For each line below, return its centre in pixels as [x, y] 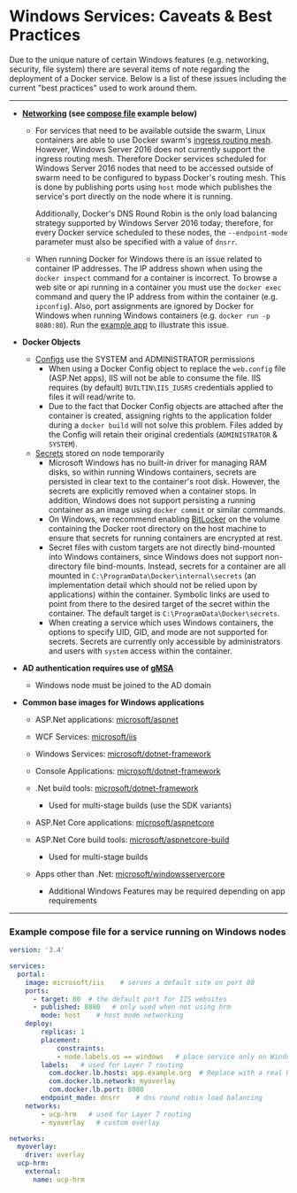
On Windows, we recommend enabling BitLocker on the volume [164, 519]
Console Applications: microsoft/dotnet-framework [128, 771]
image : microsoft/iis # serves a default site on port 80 [140, 982]
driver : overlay [55, 1155]
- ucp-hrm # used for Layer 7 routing [116, 1114]
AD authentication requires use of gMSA [98, 668]
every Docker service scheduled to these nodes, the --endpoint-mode [161, 232]
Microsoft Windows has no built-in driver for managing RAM [158, 462]
